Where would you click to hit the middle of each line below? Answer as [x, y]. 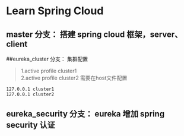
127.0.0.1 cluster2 [30, 94]
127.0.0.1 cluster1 [30, 89]
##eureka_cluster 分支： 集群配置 [47, 59]
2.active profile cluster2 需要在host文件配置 [74, 78]
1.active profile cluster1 [49, 71]
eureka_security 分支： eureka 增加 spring [85, 114]
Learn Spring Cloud [55, 11]
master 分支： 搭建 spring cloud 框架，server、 [94, 34]
